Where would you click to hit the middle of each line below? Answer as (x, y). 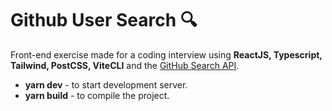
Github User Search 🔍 (104, 20)
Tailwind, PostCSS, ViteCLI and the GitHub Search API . (125, 65)
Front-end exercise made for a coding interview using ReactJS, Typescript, (166, 54)
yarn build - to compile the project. (97, 95)
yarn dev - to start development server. (106, 84)
